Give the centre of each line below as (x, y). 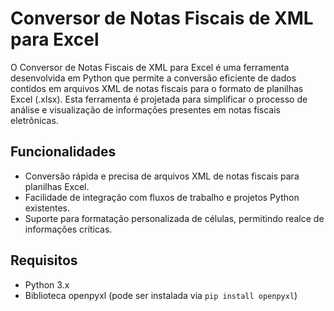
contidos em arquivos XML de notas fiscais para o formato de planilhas (157, 88)
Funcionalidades (63, 152)
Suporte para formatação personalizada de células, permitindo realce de (174, 218)
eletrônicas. (34, 120)
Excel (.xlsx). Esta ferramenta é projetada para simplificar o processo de (159, 99)
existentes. (47, 208)
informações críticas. (68, 229)
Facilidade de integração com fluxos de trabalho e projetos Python (162, 197)
